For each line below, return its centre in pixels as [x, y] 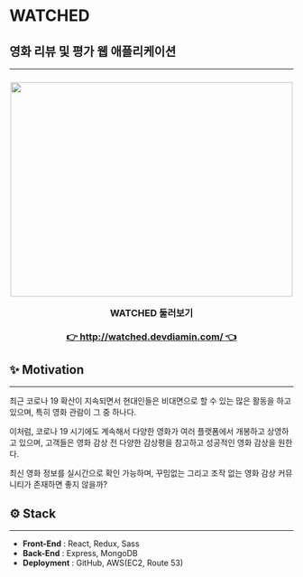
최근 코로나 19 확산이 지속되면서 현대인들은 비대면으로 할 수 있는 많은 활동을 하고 [150, 401]
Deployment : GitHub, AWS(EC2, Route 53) [103, 563]
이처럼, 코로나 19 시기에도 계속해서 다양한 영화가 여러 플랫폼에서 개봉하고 [138, 432]
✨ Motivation [46, 370]
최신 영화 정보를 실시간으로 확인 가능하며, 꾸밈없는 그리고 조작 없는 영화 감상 [143, 473]
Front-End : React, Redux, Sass [81, 544]
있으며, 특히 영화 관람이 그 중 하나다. [73, 413]
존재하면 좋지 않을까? [70, 485]
